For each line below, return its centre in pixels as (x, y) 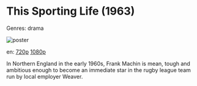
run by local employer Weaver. (45, 76)
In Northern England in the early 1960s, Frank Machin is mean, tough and (98, 63)
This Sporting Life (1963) (71, 11)
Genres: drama (25, 28)
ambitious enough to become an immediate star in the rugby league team (99, 70)
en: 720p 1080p (26, 52)
